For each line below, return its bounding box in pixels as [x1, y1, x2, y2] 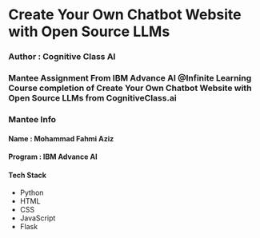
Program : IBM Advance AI [8, 152, 98, 161]
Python [19, 188, 44, 197]
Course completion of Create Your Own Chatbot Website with [8, 82, 252, 93]
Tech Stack [8, 170, 46, 180]
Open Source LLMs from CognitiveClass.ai [8, 93, 178, 104]
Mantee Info [8, 113, 57, 125]
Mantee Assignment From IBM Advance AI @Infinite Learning [8, 73, 252, 84]
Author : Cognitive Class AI [8, 51, 116, 62]
